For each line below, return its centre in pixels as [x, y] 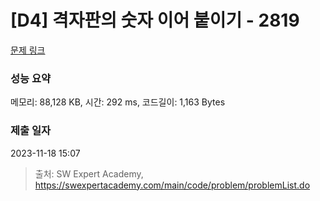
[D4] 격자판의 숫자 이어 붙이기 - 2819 [155, 20]
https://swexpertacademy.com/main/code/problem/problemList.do [172, 185]
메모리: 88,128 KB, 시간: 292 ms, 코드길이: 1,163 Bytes [118, 102]
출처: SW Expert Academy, [89, 173]
